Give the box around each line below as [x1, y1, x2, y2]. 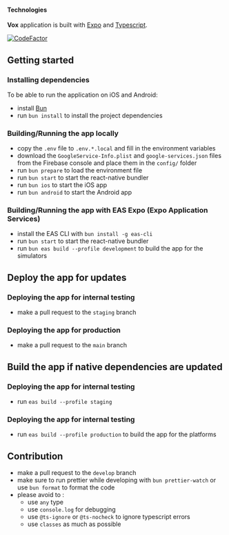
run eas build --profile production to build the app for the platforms [17, 430, 217, 438]
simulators [17, 252, 47, 260]
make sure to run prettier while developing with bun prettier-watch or [17, 476, 216, 485]
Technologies [7, 6, 48, 14]
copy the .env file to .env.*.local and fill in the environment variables [17, 144, 216, 153]
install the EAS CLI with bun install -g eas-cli [17, 230, 153, 238]
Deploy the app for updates [7, 271, 127, 283]
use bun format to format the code [17, 483, 115, 492]
